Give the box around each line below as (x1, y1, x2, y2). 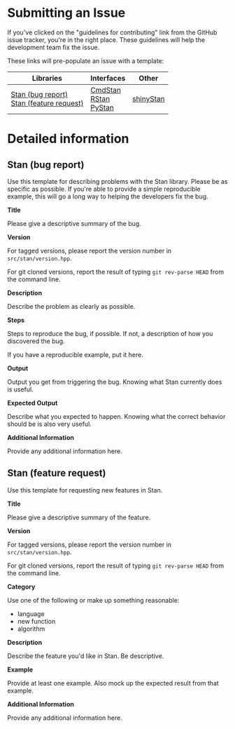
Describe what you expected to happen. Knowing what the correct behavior (7, 412, 226, 420)
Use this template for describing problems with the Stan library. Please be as (7, 177, 228, 185)
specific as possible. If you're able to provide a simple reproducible (7, 185, 201, 193)
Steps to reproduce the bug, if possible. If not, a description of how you (7, 329, 213, 337)
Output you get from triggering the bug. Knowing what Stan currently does (7, 377, 222, 386)
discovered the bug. (7, 337, 65, 345)
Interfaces (90, 73, 126, 83)
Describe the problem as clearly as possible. (7, 302, 136, 310)
